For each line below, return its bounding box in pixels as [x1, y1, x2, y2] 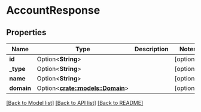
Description [134, 45, 169, 53]
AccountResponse [6, 4, 100, 17]
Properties [6, 27, 47, 38]
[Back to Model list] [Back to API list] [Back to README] [6, 99, 144, 106]
